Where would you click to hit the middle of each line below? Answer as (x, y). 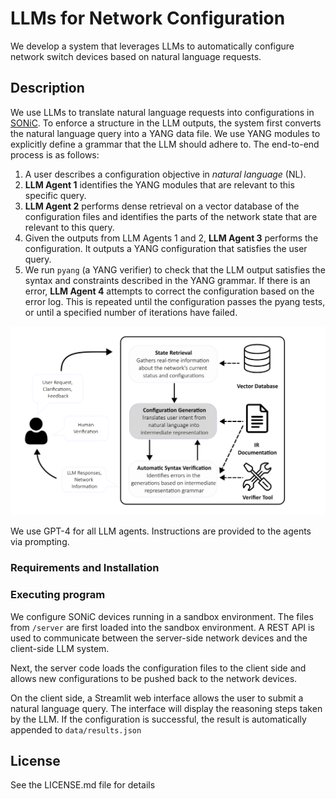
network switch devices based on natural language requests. (136, 56)
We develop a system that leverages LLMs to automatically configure (152, 46)
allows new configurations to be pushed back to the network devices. (154, 678)
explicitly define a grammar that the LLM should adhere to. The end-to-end (165, 144)
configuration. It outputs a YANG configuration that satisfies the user (166, 248)
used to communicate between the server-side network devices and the (159, 638)
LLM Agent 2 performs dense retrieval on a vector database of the (162, 206)
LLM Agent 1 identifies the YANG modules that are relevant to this (159, 184)
